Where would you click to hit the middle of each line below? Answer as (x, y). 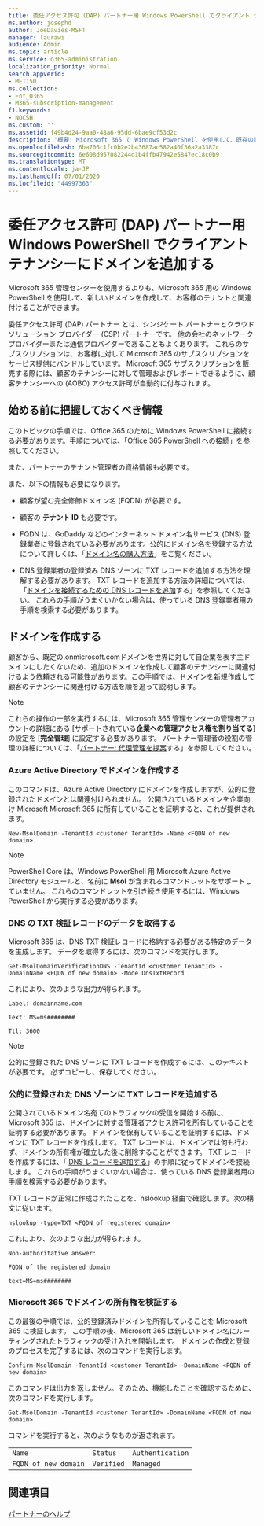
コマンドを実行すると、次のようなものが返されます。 (94, 1435)
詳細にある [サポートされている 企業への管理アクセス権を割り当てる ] (145, 728)
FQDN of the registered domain (59, 1267)
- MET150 (22, 81)
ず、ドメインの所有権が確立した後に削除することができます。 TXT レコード (130, 1152)
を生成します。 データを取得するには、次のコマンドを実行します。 (115, 951)
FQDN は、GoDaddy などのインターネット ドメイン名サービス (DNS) (130, 534)
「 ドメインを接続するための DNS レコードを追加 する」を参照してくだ (132, 590)
